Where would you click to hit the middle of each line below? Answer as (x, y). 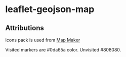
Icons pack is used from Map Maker (43, 40)
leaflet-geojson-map (50, 9)
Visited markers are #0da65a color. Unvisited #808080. (63, 50)
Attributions (25, 28)
